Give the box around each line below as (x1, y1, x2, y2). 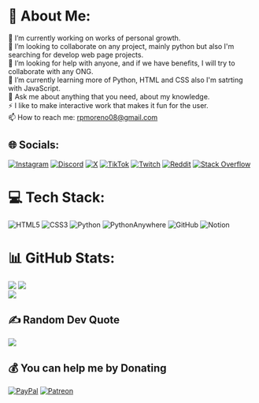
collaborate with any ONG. (8, 66, 94, 76)
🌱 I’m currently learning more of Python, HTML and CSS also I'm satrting (8, 75, 243, 84)
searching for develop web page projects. (8, 50, 144, 59)
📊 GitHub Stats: (8, 248, 116, 267)
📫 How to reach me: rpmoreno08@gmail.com (8, 112, 158, 121)
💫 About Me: (8, 7, 91, 25)
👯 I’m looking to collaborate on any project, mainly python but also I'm (8, 41, 235, 50)
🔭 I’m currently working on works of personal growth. (8, 33, 181, 43)
